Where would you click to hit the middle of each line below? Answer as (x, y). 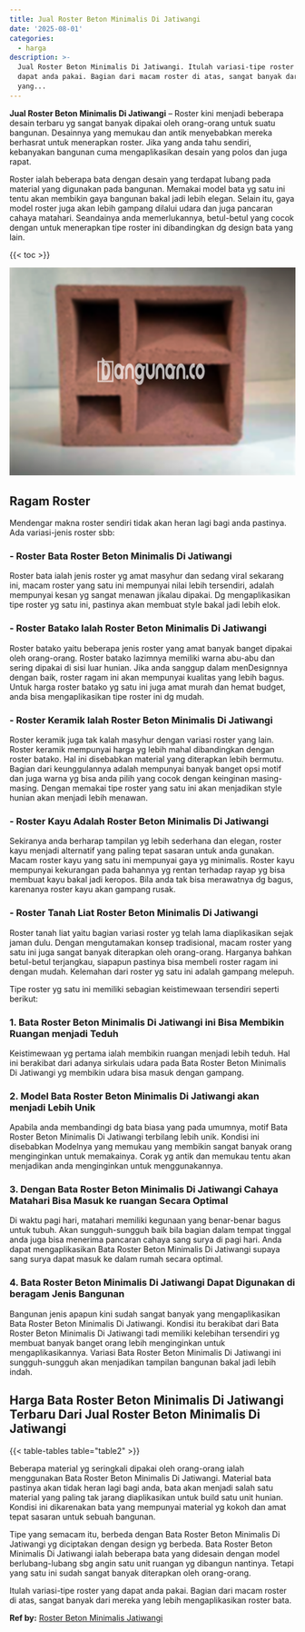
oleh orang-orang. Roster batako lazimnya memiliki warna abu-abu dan (142, 658)
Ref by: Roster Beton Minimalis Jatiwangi (86, 1617)
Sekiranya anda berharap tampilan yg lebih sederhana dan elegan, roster (146, 841)
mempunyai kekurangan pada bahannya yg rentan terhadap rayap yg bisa (148, 870)
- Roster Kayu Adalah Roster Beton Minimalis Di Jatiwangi (139, 821)
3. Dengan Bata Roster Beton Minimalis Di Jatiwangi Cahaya (144, 1189)
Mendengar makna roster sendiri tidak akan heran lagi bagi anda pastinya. (148, 523)
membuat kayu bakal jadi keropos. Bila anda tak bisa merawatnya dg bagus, (151, 880)
